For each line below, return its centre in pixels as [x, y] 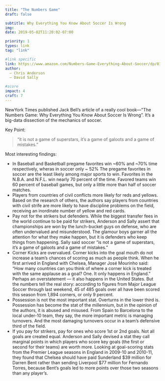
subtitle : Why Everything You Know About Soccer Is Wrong [66, 23]
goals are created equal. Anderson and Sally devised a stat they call [81, 336]
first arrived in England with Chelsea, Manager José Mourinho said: [80, 263]
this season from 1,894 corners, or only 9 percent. [63, 294]
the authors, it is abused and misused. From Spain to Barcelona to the [82, 310]
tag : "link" [17, 50]
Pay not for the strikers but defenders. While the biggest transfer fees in [85, 216]
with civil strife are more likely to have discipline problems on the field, [83, 206]
